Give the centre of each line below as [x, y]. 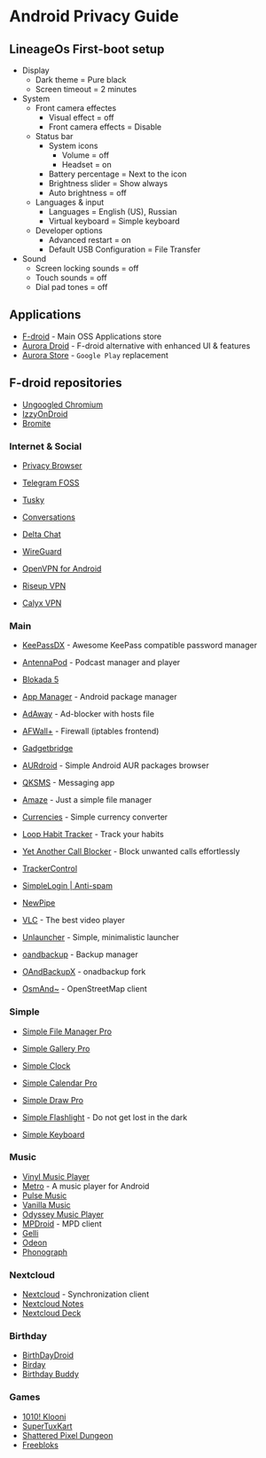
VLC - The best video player [74, 921]
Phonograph [45, 1251]
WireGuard [42, 551]
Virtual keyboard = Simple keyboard [114, 221]
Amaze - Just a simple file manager [87, 800]
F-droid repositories [66, 383]
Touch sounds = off [71, 278]
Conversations [48, 517]
